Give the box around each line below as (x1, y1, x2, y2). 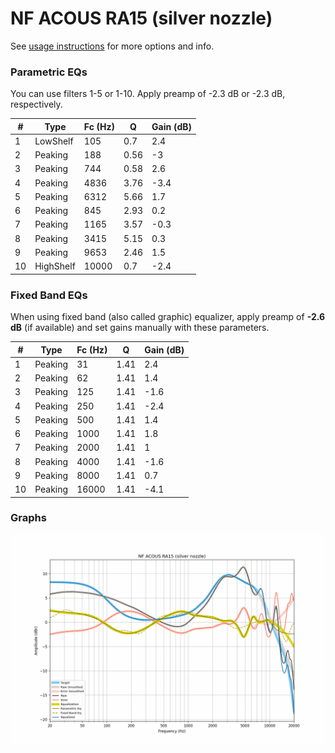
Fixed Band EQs (10, 288, 88, 302)
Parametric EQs (10, 65, 88, 79)
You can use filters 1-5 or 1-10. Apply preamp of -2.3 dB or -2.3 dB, (10, 88, 286, 100)
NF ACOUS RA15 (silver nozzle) (10, 7, 273, 30)
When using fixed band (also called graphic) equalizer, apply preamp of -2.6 (10, 311, 326, 323)
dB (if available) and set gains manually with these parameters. (10, 322, 270, 334)
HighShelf (34, 260, 76, 272)
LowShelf (34, 135, 74, 147)
